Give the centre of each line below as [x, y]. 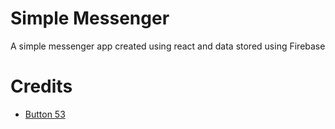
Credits [41, 86]
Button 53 [45, 114]
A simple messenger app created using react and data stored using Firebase [168, 46]
